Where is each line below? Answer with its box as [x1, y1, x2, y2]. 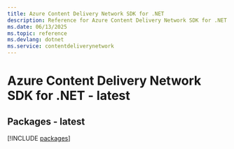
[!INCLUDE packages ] [7, 134, 71, 142]
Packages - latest [7, 115, 85, 127]
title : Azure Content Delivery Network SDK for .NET [7, 10, 165, 17]
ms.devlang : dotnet [7, 36, 64, 43]
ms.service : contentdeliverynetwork [7, 43, 114, 50]
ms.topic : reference [7, 29, 68, 37]
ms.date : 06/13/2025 [7, 23, 68, 30]
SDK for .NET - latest [7, 88, 131, 104]
